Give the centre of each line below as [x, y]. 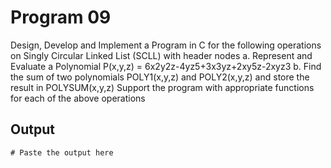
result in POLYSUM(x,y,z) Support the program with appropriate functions [162, 87]
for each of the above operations [78, 98]
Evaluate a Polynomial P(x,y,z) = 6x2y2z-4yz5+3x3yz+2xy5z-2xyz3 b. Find [166, 66]
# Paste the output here [62, 152]
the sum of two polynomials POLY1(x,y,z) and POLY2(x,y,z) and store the [160, 77]
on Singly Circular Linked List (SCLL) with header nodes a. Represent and [161, 55]
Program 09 [61, 17]
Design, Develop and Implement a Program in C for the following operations [166, 45]
